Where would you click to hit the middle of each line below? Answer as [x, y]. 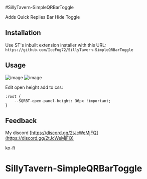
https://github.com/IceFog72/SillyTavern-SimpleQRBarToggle [69, 50]
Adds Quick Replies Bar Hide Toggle [43, 17]
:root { [13, 96]
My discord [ [18, 133]
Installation [23, 33]
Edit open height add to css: [34, 87]
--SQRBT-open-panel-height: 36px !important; [63, 101]
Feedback [21, 121]
